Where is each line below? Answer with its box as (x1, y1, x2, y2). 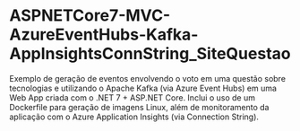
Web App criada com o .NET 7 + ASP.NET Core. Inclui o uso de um (9, 92, 255, 103)
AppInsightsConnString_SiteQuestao (9, 44, 291, 64)
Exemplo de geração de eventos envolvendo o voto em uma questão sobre (9, 73, 287, 83)
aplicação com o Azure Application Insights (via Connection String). (9, 111, 260, 122)
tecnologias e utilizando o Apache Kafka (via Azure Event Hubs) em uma (9, 83, 278, 93)
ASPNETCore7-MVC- (9, 5, 171, 26)
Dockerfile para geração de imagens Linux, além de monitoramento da (9, 101, 270, 112)
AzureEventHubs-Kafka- (9, 24, 199, 45)
